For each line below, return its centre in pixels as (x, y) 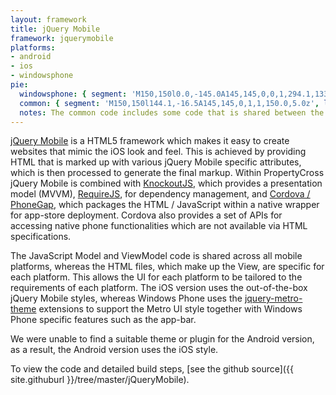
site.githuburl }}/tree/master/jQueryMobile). (100, 380)
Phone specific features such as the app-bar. (103, 320)
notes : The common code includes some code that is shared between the (172, 112)
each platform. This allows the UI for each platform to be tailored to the (156, 277)
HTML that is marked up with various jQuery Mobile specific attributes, (156, 162)
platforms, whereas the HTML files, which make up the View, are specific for (167, 267)
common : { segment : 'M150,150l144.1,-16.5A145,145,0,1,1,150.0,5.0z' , (169, 103)
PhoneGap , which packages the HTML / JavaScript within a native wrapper (165, 205)
